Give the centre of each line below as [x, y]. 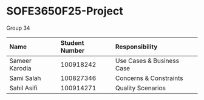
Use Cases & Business [147, 61]
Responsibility [136, 47]
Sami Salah [25, 78]
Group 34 [18, 28]
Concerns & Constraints [149, 78]
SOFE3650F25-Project [65, 11]
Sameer [20, 61]
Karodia [20, 68]
